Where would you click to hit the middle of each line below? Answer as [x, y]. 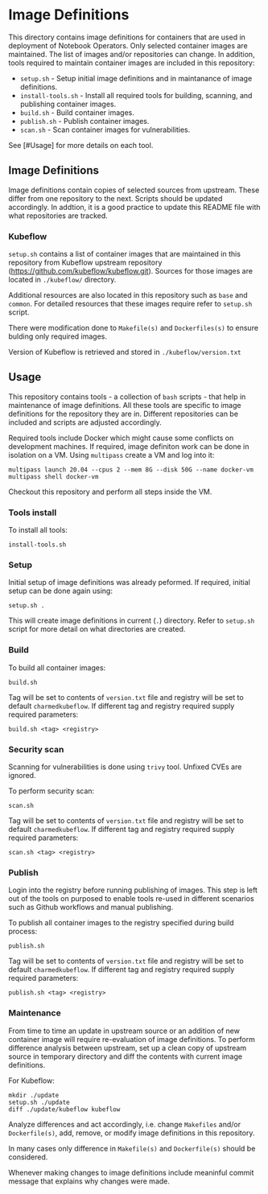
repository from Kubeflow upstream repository [85, 262]
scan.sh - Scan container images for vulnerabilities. [105, 130]
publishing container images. [68, 104]
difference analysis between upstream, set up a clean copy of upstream [128, 1048]
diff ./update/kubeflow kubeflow [64, 1109]
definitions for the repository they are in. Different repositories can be [124, 414]
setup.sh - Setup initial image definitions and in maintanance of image [136, 78]
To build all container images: [57, 667]
